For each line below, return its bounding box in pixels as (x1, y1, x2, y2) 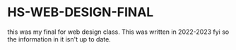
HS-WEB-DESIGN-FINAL (7, 4, 154, 20)
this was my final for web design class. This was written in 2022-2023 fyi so (7, 27, 230, 36)
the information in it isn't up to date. (7, 35, 111, 43)
